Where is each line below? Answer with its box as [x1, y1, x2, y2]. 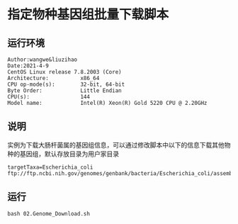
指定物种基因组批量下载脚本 [7, 6, 169, 23]
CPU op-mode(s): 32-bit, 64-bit [7, 81, 125, 88]
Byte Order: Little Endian [7, 87, 122, 94]
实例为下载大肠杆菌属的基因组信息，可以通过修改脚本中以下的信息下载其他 [7, 140, 225, 149]
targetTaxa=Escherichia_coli [7, 164, 93, 171]
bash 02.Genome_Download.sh [7, 210, 91, 217]
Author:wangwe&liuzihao [7, 56, 78, 63]
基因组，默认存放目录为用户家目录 [19, 150, 119, 158]
